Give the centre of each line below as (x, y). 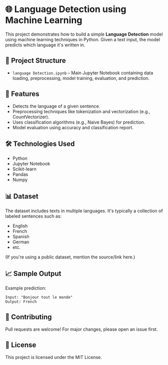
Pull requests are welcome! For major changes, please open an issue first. (81, 329)
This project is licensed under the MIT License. (54, 357)
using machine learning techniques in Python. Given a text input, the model (83, 39)
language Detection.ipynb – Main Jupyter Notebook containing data (83, 73)
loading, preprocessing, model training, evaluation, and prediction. (81, 78)
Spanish (21, 237)
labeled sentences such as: (33, 216)
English (20, 226)
